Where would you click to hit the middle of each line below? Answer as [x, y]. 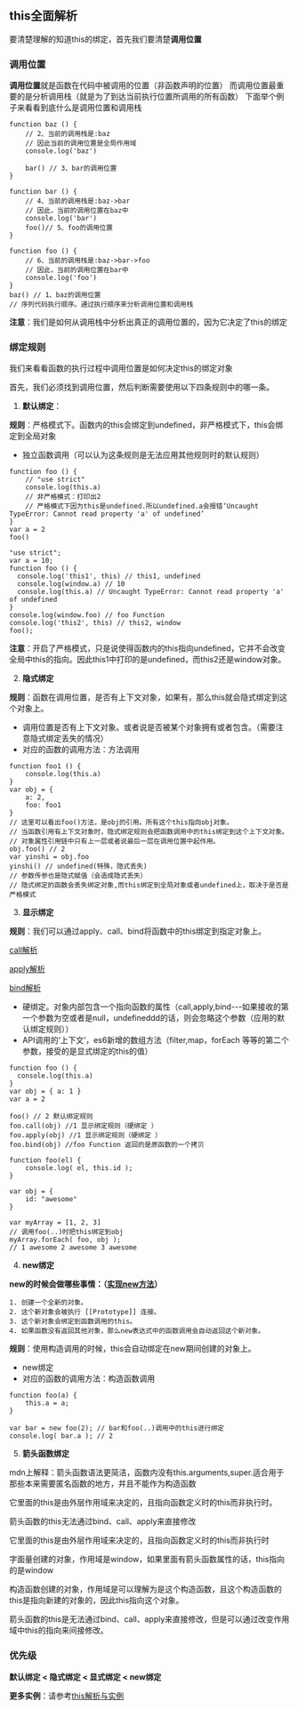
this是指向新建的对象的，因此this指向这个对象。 [97, 1601]
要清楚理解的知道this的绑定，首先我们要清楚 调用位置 [105, 39]
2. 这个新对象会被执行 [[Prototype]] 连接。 [85, 1312]
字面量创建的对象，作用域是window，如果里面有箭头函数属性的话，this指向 [147, 1560]
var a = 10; [31, 561]
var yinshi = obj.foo [49, 857]
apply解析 [28, 969]
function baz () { [43, 124]
